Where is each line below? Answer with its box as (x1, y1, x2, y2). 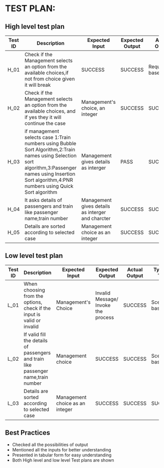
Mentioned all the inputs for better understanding (12, 447, 111, 452)
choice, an (81, 105, 105, 111)
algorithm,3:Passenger (24, 164, 77, 171)
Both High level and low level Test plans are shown (12, 457, 115, 463)
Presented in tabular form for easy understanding (12, 452, 112, 458)
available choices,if (24, 69, 69, 76)
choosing (23, 286, 45, 293)
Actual (127, 266, 143, 273)
